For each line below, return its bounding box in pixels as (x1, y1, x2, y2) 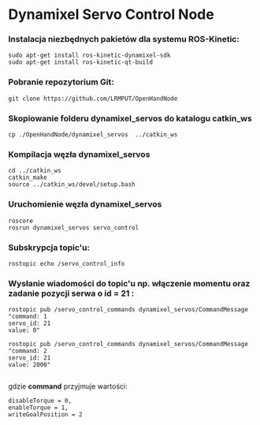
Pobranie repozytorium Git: (8, 76, 114, 88)
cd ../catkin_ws (8, 167, 61, 175)
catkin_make (8, 173, 47, 182)
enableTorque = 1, (8, 404, 69, 412)
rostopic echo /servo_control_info (8, 259, 125, 267)
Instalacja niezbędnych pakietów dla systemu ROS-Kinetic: (8, 34, 240, 45)
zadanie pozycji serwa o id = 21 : (8, 288, 135, 299)
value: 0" (8, 326, 41, 334)
